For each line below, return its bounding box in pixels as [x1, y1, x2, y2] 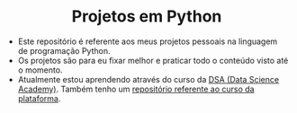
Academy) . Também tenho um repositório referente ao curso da [17, 83, 255, 94]
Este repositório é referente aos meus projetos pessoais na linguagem [17, 36, 278, 47]
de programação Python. [17, 45, 111, 56]
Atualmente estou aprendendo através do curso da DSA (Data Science [17, 74, 280, 84]
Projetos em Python [71, 6, 222, 27]
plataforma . [17, 92, 61, 104]
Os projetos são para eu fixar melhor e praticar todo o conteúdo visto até [17, 55, 289, 65]
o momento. [17, 65, 63, 75]
